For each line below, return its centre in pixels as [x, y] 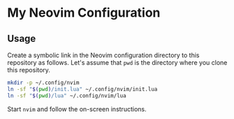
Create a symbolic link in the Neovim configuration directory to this [104, 55]
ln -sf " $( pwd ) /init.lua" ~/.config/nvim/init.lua [82, 89]
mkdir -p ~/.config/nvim [43, 83]
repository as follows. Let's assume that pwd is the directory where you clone [117, 63]
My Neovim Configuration [84, 13]
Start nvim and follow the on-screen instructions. [77, 109]
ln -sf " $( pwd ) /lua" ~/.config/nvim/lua [67, 95]
